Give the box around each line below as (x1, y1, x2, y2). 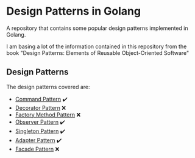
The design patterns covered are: (6, 83, 90, 90)
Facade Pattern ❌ (15, 145, 60, 153)
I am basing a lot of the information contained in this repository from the (6, 43, 187, 50)
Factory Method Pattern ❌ (15, 111, 81, 118)
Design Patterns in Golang (6, 4, 141, 18)
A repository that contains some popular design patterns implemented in (6, 24, 188, 32)
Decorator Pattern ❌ (15, 104, 66, 111)
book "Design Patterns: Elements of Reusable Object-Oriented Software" (6, 49, 190, 56)
